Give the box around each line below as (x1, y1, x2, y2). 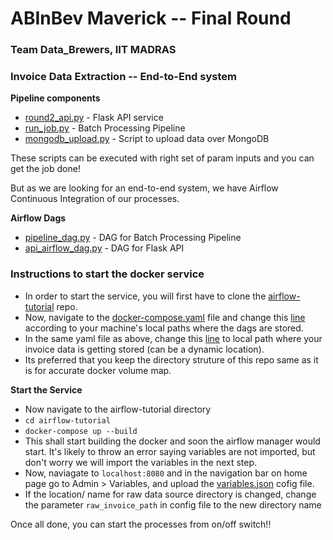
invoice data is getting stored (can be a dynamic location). (24, 343, 265, 355)
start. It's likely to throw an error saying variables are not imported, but (24, 445, 316, 457)
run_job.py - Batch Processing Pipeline (24, 122, 186, 134)
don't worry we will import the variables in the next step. (24, 456, 258, 468)
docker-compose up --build (24, 426, 138, 436)
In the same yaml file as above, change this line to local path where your (24, 332, 323, 344)
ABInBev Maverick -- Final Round (10, 7, 292, 30)
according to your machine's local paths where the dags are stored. (24, 322, 304, 334)
